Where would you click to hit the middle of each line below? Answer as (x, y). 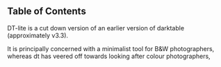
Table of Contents (47, 11)
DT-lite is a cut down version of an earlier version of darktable (96, 28)
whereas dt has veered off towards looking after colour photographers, (109, 56)
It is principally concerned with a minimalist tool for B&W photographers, (111, 48)
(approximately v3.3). (38, 35)
